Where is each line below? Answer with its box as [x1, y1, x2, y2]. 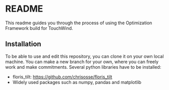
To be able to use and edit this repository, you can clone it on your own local [5, 53, 164, 59]
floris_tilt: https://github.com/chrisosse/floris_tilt [12, 74, 112, 80]
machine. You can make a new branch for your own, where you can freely [5, 59, 159, 65]
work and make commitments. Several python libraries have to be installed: [5, 64, 161, 70]
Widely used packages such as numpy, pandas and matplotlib [12, 79, 142, 85]
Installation [5, 40, 41, 49]
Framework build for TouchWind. [5, 25, 73, 31]
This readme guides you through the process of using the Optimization [5, 20, 152, 26]
